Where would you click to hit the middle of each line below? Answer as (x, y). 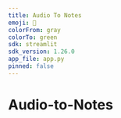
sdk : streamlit (33, 45)
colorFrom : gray (34, 30)
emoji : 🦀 (22, 23)
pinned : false (31, 66)
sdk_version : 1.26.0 (42, 52)
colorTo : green (33, 37)
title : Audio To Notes (45, 15)
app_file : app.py (36, 59)
